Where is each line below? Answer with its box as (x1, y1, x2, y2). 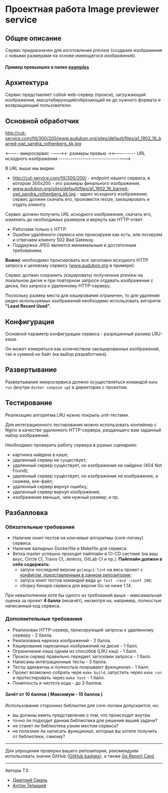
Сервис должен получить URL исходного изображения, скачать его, (5, 211, 152, 217)
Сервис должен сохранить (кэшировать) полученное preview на (5, 272, 143, 278)
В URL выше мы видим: (5, 165, 55, 171)
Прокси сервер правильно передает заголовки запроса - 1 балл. (12, 653, 151, 659)
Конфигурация (5, 317, 54, 326)
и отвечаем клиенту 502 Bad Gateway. (12, 237, 94, 243)
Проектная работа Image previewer (5, 3, 159, 15)
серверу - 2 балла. (12, 632, 53, 638)
